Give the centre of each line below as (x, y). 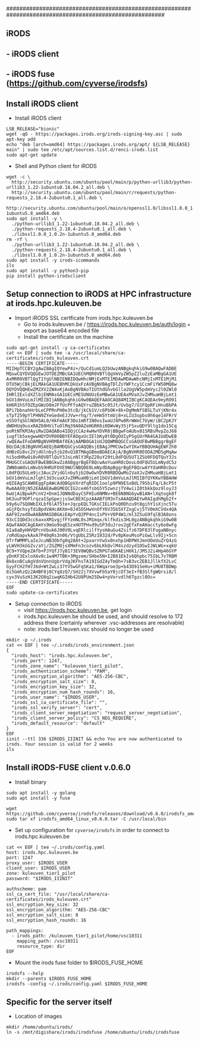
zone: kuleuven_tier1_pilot (41, 873)
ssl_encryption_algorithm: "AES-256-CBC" (58, 910)
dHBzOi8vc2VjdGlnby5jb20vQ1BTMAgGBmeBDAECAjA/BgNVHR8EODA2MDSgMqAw (92, 452)
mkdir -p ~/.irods (29, 640)
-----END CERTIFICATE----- (40, 582)
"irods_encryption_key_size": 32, (54, 687)
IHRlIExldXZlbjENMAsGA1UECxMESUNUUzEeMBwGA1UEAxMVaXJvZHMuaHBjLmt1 (92, 395)
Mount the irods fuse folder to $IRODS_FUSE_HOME (79, 962)
